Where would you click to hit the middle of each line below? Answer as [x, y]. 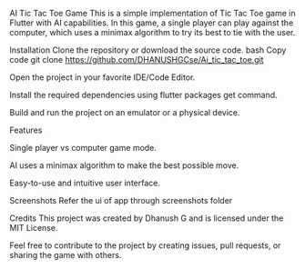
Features [26, 130]
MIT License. [34, 228]
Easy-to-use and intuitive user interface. [85, 183]
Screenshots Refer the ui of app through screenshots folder [121, 200]
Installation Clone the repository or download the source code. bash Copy [148, 50]
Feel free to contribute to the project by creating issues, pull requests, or [145, 245]
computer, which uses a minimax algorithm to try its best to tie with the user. [152, 32]
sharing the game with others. [66, 255]
